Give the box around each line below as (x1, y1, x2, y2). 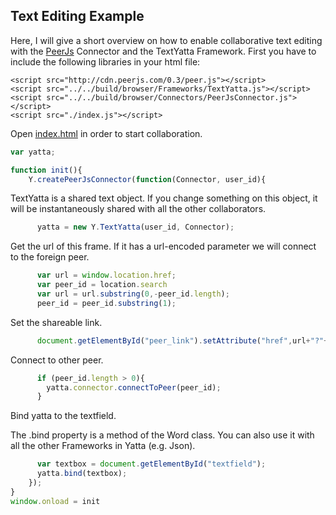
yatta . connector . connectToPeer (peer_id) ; (46, 382, 222, 393)
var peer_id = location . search (36, 280, 168, 290)
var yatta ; (10, 147, 56, 157)
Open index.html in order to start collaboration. (10, 127, 203, 139)
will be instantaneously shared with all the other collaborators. (10, 203, 267, 215)
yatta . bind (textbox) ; (36, 469, 128, 479)
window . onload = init (10, 496, 101, 506)
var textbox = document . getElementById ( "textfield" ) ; (36, 459, 267, 469)
